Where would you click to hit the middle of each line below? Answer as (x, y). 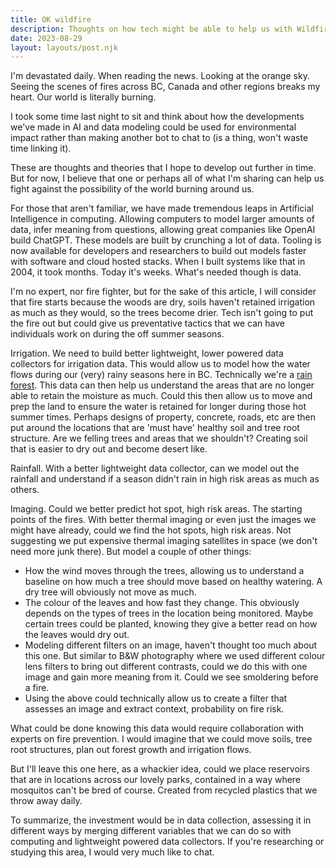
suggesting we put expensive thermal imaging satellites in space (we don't (164, 541)
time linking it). (41, 148)
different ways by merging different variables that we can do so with (151, 831)
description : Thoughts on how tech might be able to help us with (151, 29)
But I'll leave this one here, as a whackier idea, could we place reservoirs (160, 769)
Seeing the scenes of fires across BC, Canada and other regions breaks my (165, 87)
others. (25, 490)
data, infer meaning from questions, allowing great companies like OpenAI (163, 230)
